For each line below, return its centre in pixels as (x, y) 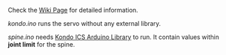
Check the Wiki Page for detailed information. (73, 10)
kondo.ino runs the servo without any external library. (84, 23)
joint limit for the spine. (41, 44)
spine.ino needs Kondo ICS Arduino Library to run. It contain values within (114, 37)
